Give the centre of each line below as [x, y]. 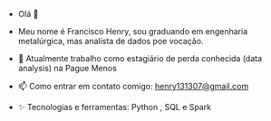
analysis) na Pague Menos [68, 68]
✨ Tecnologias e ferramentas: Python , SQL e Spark [115, 107]
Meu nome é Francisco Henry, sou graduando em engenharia [133, 31]
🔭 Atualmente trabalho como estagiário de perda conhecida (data [140, 58]
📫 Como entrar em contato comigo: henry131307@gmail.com [133, 86]
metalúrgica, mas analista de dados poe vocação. [111, 41]
